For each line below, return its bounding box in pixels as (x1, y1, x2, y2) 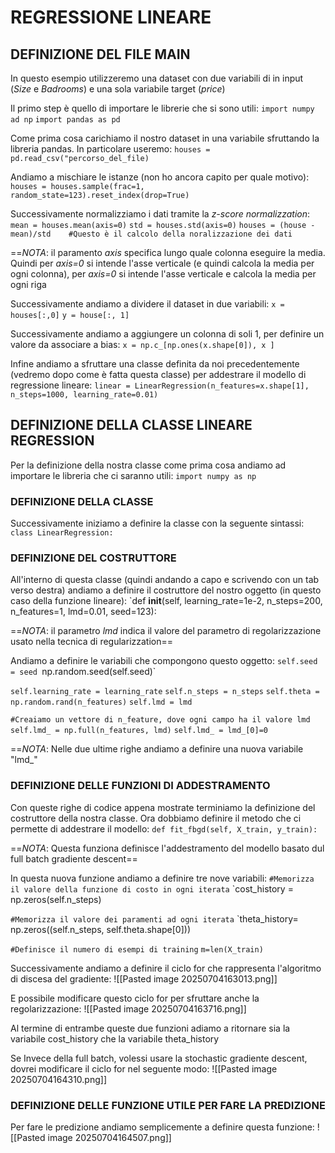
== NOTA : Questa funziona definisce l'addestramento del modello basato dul (10, 842, 325, 854)
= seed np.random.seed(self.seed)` (10, 666, 157, 678)
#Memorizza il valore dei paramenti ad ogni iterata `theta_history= (10, 912, 299, 925)
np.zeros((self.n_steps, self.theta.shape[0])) (10, 923, 191, 935)
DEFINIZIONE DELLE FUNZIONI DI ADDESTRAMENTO (10, 779, 271, 793)
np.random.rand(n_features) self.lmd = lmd (10, 697, 193, 708)
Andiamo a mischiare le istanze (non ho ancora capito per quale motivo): (10, 171, 310, 183)
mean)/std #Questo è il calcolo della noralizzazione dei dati (10, 229, 293, 239)
